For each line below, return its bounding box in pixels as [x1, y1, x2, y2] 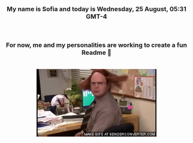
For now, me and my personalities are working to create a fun [5, 41, 188, 49]
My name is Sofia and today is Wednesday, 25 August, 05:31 [7, 5, 186, 13]
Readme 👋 [82, 49, 111, 57]
